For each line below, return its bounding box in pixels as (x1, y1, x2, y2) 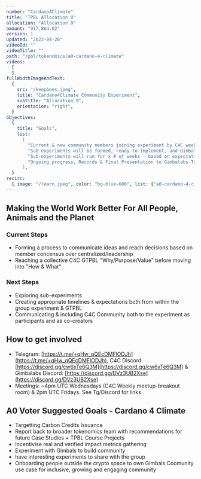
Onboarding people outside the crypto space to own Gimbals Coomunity (14, 460, 194, 467)
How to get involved (6, 334, 83, 344)
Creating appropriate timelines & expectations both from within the (14, 298, 179, 305)
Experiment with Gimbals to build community (14, 447, 126, 454)
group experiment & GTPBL (14, 304, 83, 312)
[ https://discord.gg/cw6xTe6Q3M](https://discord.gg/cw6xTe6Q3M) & (14, 363, 188, 370)
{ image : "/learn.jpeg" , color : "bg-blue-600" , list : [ (11, 181, 154, 187)
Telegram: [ (14, 350, 44, 358)
